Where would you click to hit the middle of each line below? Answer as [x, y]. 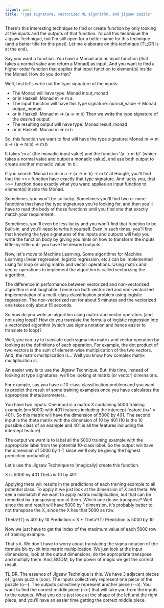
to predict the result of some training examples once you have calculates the [82, 390]
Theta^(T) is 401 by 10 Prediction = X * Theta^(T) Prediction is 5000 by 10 [80, 519]
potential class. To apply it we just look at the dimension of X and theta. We [81, 489]
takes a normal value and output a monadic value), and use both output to [80, 159]
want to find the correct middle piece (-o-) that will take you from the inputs [81, 589]
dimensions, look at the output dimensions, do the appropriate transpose [78, 554]
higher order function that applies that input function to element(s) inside [79, 69]
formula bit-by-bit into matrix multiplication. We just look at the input [74, 549]
